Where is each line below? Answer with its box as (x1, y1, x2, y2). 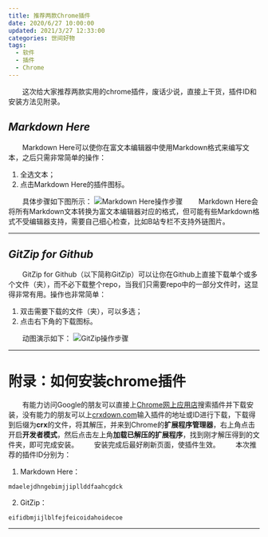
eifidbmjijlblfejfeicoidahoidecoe (8, 514, 124, 522)
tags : (8, 42, 26, 50)
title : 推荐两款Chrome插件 (8, 11, 91, 20)
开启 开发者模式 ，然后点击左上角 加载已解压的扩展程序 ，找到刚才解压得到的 (8, 430, 253, 440)
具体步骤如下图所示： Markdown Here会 (22, 197, 258, 206)
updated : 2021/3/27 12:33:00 (8, 26, 105, 34)
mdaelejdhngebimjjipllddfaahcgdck (8, 483, 124, 491)
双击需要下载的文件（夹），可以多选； (19, 307, 143, 316)
